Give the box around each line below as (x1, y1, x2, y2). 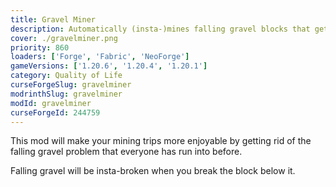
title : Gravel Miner (10, 14, 97, 25)
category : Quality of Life (10, 71, 123, 81)
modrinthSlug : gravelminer (10, 89, 123, 99)
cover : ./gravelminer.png (10, 33, 118, 43)
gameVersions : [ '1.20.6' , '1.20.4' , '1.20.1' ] (10, 61, 208, 71)
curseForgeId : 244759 (10, 107, 101, 118)
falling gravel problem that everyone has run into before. (10, 146, 243, 158)
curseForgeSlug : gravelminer (10, 80, 132, 90)
